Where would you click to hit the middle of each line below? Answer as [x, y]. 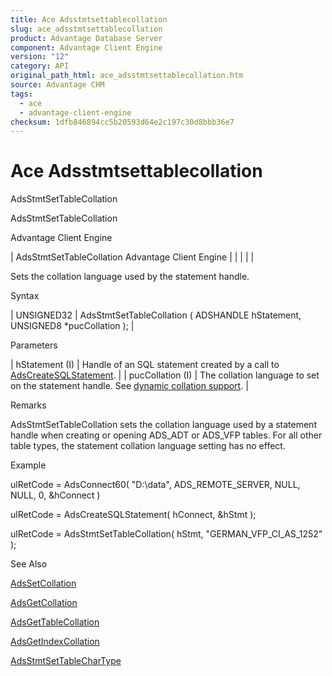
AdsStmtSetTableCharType [66, 661]
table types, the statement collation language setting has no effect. [148, 446]
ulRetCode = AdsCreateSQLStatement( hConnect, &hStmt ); [133, 515]
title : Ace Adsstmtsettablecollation [89, 19]
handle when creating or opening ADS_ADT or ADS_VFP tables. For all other [166, 435]
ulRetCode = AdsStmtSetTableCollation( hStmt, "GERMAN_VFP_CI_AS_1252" [166, 534]
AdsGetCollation [44, 603]
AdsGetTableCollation [55, 622]
